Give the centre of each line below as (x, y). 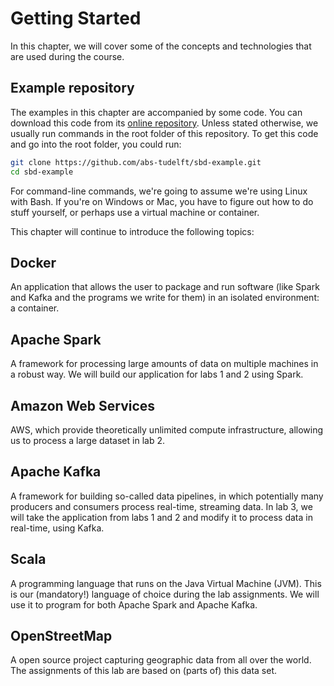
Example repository (72, 88)
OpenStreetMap (61, 635)
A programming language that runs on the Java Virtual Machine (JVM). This (166, 583)
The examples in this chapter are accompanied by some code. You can (156, 112)
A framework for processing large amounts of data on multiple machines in (164, 364)
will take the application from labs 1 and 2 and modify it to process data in (161, 517)
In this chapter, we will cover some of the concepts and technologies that (161, 46)
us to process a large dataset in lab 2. (87, 440)
